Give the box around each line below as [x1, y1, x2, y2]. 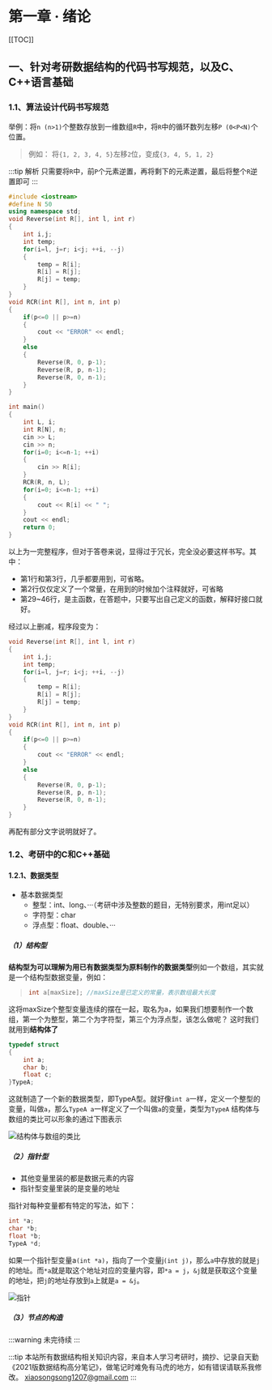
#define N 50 [8, 200, 53, 208]
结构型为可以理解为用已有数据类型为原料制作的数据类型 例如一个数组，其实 [8, 962, 257, 972]
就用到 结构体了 [8, 1024, 58, 1034]
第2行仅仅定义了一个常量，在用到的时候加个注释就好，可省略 [19, 584, 224, 594]
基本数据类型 [19, 890, 63, 900]
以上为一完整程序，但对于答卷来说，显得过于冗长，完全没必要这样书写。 [8, 547, 249, 556]
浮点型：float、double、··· [32, 920, 116, 930]
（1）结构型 [8, 940, 48, 950]
